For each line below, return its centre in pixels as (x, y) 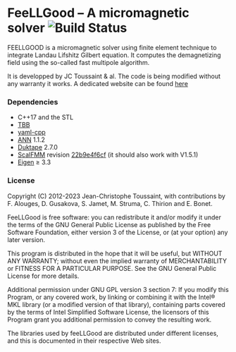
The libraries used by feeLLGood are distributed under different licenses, (113, 333)
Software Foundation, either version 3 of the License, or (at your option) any (118, 232)
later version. (26, 239)
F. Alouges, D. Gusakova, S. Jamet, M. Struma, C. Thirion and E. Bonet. (110, 203)
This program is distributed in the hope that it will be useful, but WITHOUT (115, 253)
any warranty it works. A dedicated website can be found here (98, 83)
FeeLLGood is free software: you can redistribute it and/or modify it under (114, 217)
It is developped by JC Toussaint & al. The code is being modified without (114, 76)
